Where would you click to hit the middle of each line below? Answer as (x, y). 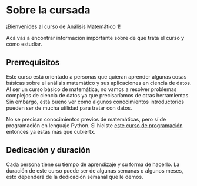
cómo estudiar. (24, 44)
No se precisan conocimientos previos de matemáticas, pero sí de (86, 119)
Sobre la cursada (48, 10)
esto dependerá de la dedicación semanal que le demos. (75, 177)
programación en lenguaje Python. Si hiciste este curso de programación (94, 125)
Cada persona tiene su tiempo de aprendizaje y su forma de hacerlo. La (93, 164)
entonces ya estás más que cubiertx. (51, 131)
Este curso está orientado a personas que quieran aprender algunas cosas (96, 76)
